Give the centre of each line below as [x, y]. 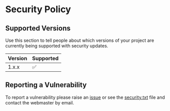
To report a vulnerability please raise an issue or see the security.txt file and [85, 97]
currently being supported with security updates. [57, 46]
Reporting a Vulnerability [46, 85]
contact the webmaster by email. [40, 102]
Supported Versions [38, 28]
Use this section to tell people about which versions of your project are [80, 40]
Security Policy [38, 9]
